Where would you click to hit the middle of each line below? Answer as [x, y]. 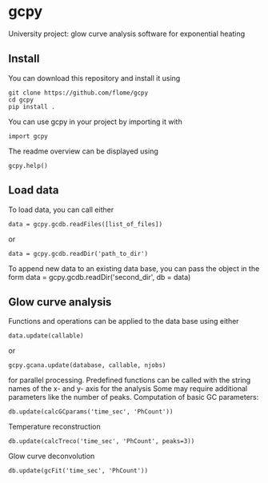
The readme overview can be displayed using [83, 151]
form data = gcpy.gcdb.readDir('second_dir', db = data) [100, 277]
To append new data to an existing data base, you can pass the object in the [134, 268]
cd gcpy [21, 100]
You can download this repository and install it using [94, 78]
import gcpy [28, 136]
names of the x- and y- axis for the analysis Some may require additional [128, 389]
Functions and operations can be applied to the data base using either [124, 321]
